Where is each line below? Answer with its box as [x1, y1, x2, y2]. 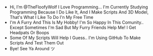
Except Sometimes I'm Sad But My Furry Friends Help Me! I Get [9, 25, 137, 30]
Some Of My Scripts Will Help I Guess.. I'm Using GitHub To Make [9, 35, 141, 41]
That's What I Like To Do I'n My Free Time [9, 14, 93, 20]
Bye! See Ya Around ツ [9, 46, 55, 51]
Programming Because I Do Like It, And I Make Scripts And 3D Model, [9, 9, 149, 15]
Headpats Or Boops [9, 30, 49, 35]
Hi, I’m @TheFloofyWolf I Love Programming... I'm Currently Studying [9, 4, 148, 10]
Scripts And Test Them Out [9, 40, 64, 45]
